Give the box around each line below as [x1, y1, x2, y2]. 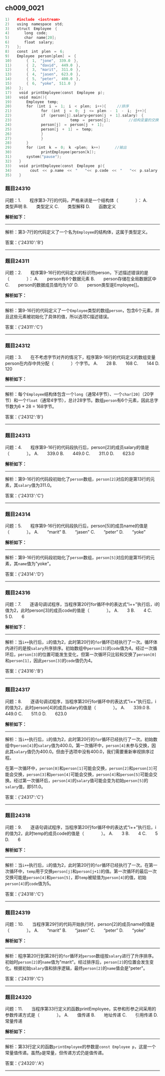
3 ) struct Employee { [5, 26, 57, 31]
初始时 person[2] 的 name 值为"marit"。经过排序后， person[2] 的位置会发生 [5, 959, 150, 965]
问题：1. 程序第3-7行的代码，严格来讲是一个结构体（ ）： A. [5, 197, 148, 203]
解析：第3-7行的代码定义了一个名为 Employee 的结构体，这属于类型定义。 [5, 229, 150, 235]
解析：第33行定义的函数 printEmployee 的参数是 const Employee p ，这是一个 [5, 1044, 156, 1050]
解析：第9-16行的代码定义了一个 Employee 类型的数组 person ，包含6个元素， [5, 308, 156, 314]
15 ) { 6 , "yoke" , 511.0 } [5, 81, 77, 86]
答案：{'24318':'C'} [5, 891, 44, 897]
